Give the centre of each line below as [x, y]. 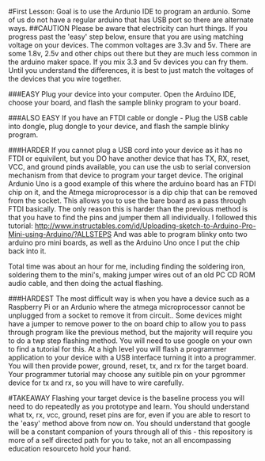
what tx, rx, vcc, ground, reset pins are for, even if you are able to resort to [129, 415]
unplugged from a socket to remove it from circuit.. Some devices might [125, 315]
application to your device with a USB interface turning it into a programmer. [132, 357]
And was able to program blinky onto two [180, 234]
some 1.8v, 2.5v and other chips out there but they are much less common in [133, 53]
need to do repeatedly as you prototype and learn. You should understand [129, 406]
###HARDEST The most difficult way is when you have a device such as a [129, 299]
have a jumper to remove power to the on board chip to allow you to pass [127, 324]
